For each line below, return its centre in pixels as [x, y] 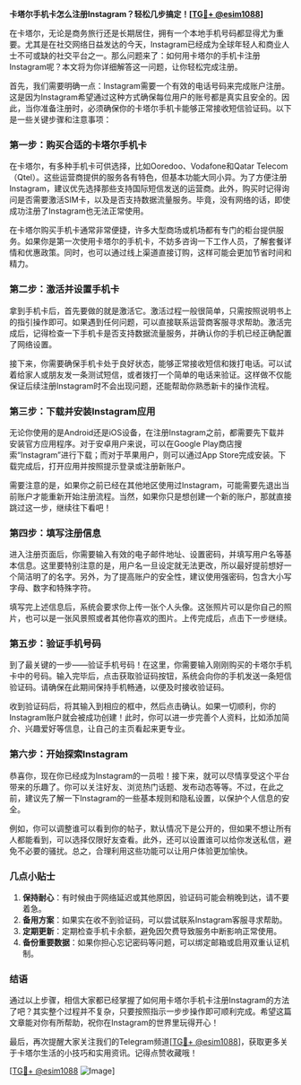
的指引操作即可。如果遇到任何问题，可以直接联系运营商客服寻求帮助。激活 [146, 321]
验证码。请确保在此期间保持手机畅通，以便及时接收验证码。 [119, 687]
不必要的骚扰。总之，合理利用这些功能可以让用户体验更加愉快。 [134, 851]
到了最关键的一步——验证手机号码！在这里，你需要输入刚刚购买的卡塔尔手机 [150, 665]
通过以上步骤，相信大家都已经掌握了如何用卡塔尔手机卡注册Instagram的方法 [149, 1001]
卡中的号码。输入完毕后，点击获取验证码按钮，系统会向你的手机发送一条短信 [150, 676]
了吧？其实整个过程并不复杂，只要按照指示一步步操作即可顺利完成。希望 [142, 1011]
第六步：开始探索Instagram [69, 755]
